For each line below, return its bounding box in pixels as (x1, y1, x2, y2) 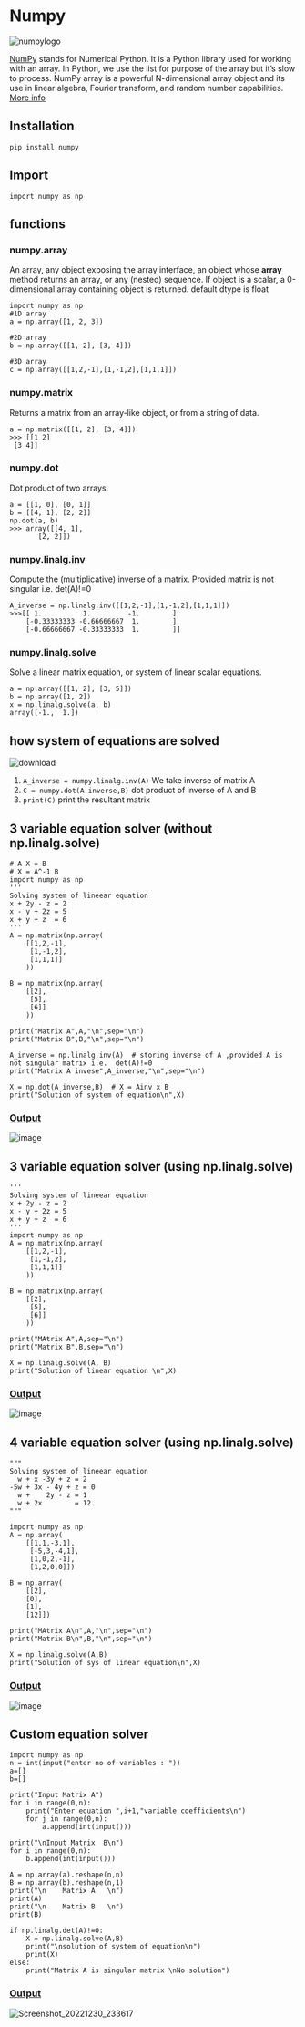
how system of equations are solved (9, 733, 220, 749)
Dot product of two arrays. (9, 482, 109, 493)
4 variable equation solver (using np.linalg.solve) (9, 1434, 294, 1450)
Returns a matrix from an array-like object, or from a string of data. (9, 407, 259, 418)
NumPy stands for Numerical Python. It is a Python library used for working (9, 53, 292, 64)
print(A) (9, 1894, 43, 1904)
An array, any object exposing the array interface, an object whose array (9, 264, 282, 275)
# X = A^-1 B (9, 867, 59, 876)
